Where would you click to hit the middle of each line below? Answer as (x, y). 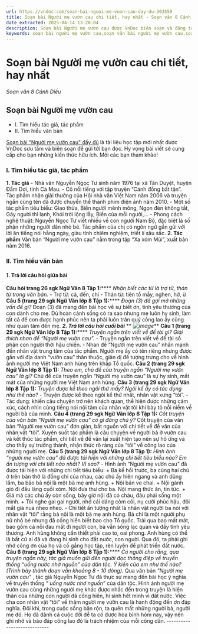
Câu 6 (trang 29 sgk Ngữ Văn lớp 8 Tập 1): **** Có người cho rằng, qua (93, 552)
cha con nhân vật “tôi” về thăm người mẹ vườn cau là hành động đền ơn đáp (98, 602)
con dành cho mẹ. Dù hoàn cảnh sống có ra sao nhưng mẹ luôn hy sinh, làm (99, 313)
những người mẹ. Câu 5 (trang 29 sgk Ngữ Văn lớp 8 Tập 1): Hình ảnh (91, 451)
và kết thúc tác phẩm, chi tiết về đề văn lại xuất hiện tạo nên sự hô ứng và (95, 439)
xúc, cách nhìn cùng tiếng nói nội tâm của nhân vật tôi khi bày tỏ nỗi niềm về (99, 408)
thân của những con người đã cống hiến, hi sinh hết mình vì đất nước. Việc (96, 596)
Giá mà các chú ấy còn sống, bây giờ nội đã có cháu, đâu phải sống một (94, 495)
